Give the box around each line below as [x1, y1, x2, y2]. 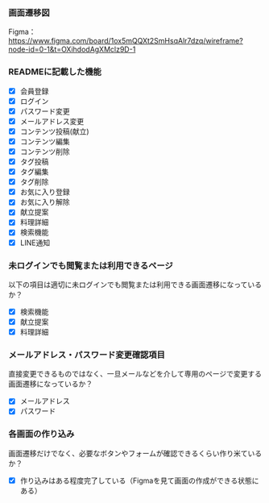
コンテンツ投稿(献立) [19, 127, 89, 136]
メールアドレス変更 [19, 116, 85, 126]
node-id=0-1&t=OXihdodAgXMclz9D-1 [8, 44, 136, 54]
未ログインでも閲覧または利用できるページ [8, 260, 173, 271]
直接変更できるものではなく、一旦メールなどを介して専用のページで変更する [8, 369, 263, 379]
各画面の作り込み [8, 429, 75, 440]
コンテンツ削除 [19, 147, 70, 156]
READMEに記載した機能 [8, 66, 102, 77]
